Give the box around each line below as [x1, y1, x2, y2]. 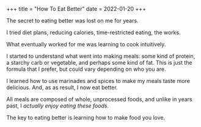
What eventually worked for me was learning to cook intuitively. [6, 41, 166, 48]
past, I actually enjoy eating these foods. [6, 102, 109, 109]
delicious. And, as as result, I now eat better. [6, 84, 118, 91]
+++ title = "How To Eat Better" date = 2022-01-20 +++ [6, 5, 147, 12]
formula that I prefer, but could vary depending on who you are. [6, 65, 166, 73]
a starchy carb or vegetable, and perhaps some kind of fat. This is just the [6, 59, 192, 66]
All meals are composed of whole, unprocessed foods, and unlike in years [6, 96, 192, 103]
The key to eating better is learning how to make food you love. [6, 114, 166, 121]
